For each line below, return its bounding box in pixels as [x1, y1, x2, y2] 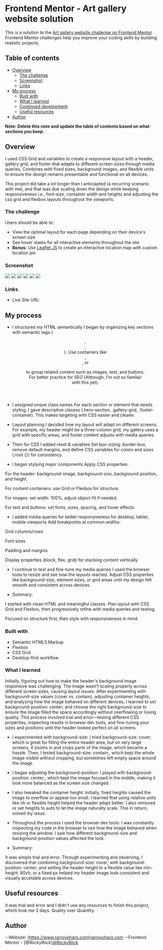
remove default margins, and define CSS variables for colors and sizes [12, 447, 154, 453]
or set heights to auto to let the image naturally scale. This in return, [12, 805, 148, 811]
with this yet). [72, 379, 99, 385]
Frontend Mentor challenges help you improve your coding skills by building [5, 35, 157, 41]
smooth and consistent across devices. [12, 582, 91, 588]
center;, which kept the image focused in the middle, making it [31, 774, 156, 780]
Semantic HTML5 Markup [12, 639, 64, 645]
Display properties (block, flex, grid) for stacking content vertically [5, 557, 138, 563]
